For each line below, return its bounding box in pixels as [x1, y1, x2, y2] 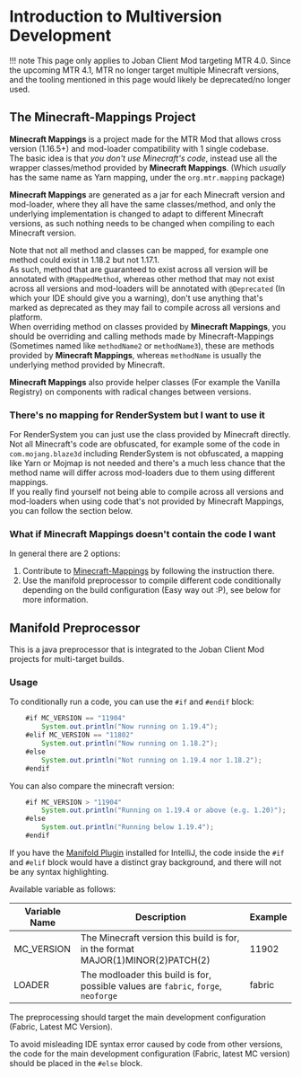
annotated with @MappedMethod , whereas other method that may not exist [9, 273, 275, 284]
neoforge [80, 991, 118, 1001]
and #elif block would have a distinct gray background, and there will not [9, 856, 282, 868]
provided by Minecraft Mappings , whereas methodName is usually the [9, 349, 262, 360]
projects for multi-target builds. [9, 654, 125, 665]
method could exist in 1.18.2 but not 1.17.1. [9, 254, 159, 265]
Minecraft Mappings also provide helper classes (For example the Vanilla [9, 376, 280, 387]
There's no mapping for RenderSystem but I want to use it [9, 409, 266, 421]
